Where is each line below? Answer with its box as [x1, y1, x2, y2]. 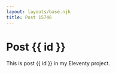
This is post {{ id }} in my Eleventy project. [6, 60, 111, 67]
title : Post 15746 [6, 14, 52, 20]
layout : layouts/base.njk [6, 8, 71, 15]
